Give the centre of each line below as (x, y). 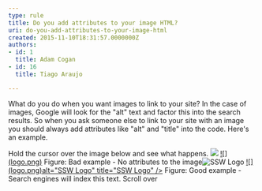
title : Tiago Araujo (49, 74)
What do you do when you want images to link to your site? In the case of (127, 103)
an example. (28, 137)
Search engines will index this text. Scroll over (83, 178)
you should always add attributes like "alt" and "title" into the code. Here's (129, 129)
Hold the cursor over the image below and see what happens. (109, 153)
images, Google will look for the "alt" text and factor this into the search (124, 112)
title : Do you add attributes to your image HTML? (93, 23)
